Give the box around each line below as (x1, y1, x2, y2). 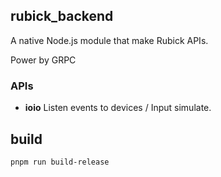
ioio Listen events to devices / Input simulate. (24, 102, 212, 114)
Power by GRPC (10, 54, 77, 66)
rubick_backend (10, 8, 114, 25)
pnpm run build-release (10, 157, 110, 167)
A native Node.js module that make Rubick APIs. (10, 34, 209, 46)
